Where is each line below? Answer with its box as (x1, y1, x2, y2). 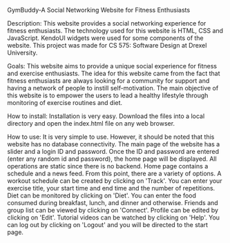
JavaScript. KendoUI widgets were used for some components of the (7, 34, 204, 42)
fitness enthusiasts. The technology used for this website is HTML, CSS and (7, 27, 223, 35)
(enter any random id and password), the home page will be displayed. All (7, 155, 217, 163)
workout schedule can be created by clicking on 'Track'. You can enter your (7, 177, 222, 185)
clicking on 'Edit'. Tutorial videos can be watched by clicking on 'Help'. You (7, 213, 220, 222)
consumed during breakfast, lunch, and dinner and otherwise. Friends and (7, 199, 219, 206)
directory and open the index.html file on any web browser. (7, 119, 175, 127)
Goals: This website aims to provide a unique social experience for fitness (7, 62, 218, 70)
